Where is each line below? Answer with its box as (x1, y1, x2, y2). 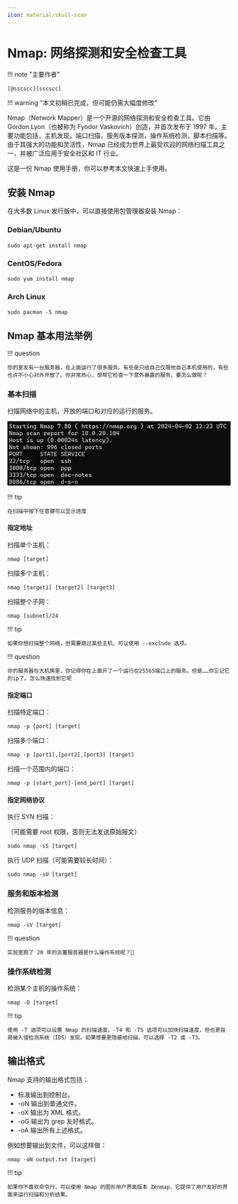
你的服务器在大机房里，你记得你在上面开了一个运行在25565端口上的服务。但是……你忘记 (7, 667, 225, 674)
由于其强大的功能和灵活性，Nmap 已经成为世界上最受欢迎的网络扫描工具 (7, 140, 220, 148)
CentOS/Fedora (7, 258, 62, 268)
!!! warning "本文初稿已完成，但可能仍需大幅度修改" (7, 98, 158, 106)
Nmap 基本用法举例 (7, 330, 93, 342)
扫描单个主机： (7, 540, 51, 549)
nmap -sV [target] (7, 921, 62, 929)
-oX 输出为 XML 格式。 (17, 1108, 85, 1117)
